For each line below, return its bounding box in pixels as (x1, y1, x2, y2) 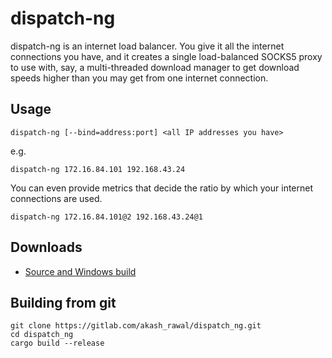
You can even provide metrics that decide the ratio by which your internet (10, 182, 314, 194)
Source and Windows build (24, 265, 137, 277)
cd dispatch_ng (10, 330, 74, 340)
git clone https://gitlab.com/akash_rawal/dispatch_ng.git (10, 321, 262, 331)
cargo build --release (10, 338, 105, 349)
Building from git (10, 294, 117, 311)
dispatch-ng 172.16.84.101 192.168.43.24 (10, 164, 186, 174)
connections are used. (10, 192, 103, 204)
